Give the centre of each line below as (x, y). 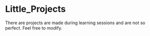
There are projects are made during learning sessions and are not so (75, 23)
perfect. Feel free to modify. (34, 28)
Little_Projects (36, 9)
